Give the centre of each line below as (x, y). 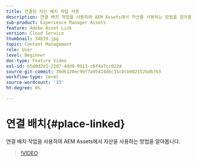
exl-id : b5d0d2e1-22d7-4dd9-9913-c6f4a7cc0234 (64, 66)
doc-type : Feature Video (36, 60)
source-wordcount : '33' (35, 83)
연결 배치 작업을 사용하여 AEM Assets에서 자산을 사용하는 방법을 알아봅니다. (93, 141)
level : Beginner (26, 55)
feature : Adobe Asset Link (39, 28)
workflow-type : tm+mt (33, 77)
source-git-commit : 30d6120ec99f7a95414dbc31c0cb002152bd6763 (84, 72)
